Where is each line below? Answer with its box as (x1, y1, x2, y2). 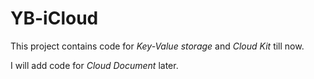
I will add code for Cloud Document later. (10, 59, 179, 71)
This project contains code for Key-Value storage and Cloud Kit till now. (10, 40, 305, 52)
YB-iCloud (10, 7, 99, 30)
